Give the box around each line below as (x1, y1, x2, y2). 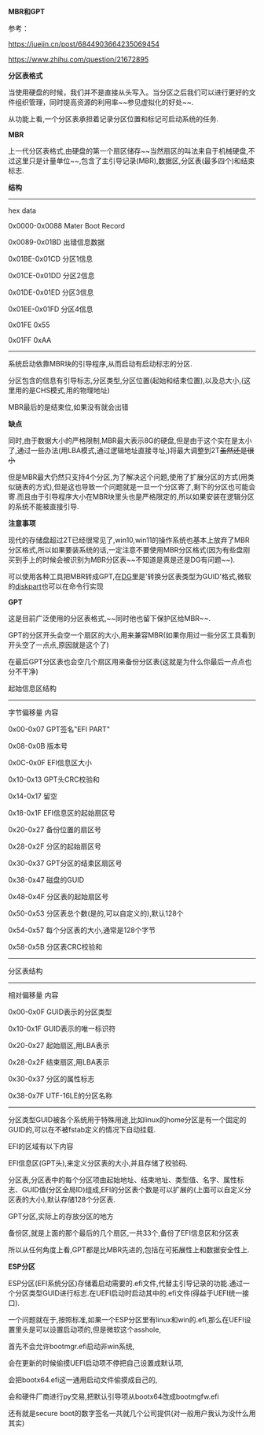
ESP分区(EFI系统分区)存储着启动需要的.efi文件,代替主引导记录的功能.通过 (8, 1279, 244, 1288)
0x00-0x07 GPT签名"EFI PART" (8, 724, 110, 734)
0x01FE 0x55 (8, 320, 50, 329)
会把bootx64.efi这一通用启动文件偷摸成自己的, (8, 1375, 158, 1385)
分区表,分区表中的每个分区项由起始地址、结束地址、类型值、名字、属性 (8, 1175, 238, 1184)
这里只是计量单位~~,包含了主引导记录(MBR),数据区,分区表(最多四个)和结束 (14, 156, 255, 165)
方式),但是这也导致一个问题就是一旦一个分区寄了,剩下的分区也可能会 (35, 482, 256, 491)
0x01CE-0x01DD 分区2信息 (8, 271, 95, 280)
